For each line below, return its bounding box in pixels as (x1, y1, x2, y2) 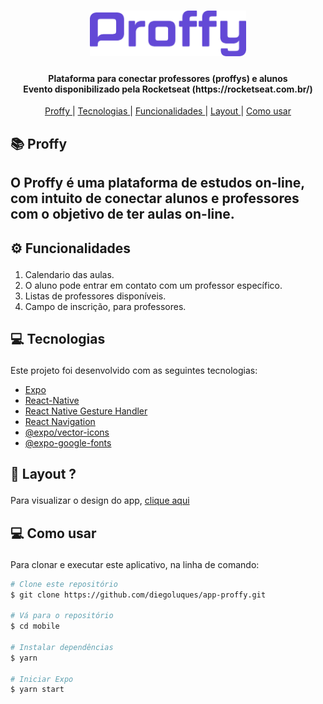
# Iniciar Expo (10, 674, 74, 684)
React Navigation (24, 415, 96, 427)
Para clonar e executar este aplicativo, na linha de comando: (10, 558, 260, 570)
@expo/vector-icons (24, 426, 110, 438)
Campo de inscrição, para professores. (24, 300, 187, 312)
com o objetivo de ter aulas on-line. (10, 206, 235, 223)
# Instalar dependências (10, 642, 114, 652)
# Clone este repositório (10, 579, 118, 589)
